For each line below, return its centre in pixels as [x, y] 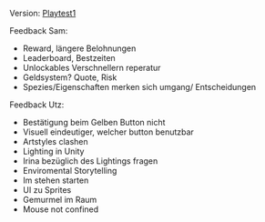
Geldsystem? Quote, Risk [70, 77]
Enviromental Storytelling [70, 171]
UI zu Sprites [47, 190]
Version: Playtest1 [43, 13]
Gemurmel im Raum [60, 200]
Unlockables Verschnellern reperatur [92, 68]
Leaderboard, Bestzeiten [69, 58]
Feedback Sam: [39, 30]
